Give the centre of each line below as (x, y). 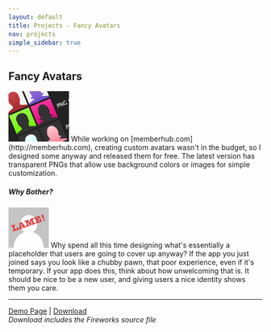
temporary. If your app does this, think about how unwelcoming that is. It (129, 271)
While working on (100, 139)
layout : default (35, 17)
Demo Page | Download (48, 311)
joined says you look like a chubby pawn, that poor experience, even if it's (131, 263)
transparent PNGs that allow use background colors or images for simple (129, 164)
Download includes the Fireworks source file (82, 320)
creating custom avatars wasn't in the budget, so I (178, 147)
